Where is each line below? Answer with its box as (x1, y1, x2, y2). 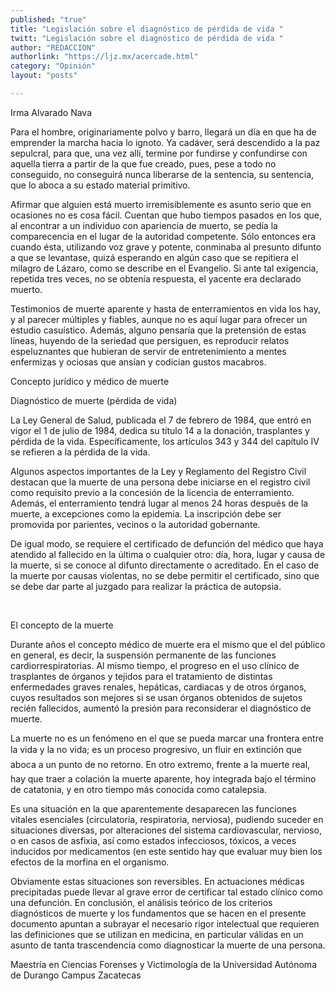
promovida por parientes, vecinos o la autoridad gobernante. (10, 518, 261, 530)
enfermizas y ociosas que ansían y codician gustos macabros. (10, 356, 267, 368)
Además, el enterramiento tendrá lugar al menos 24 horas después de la (10, 497, 309, 509)
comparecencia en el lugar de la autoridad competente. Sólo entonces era (10, 230, 317, 242)
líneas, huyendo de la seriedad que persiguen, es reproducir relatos (10, 334, 290, 346)
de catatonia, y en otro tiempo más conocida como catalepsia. (10, 783, 267, 795)
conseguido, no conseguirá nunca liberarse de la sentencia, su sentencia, (10, 168, 315, 180)
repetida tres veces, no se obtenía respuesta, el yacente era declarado (10, 272, 302, 285)
